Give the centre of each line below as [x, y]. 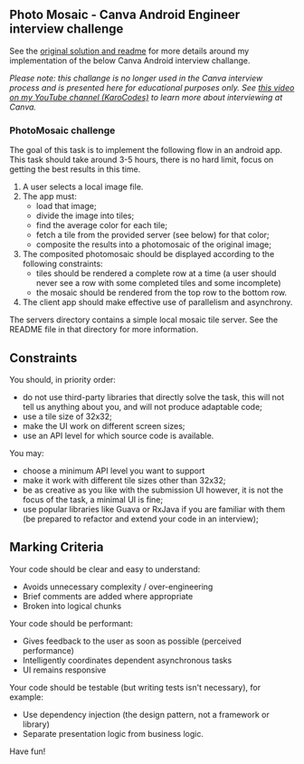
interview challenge [66, 29]
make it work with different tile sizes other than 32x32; [124, 480]
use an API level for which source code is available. [118, 435]
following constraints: [62, 264]
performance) [48, 650]
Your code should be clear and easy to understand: [105, 568]
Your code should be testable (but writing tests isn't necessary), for [135, 687]
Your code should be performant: [71, 623]
